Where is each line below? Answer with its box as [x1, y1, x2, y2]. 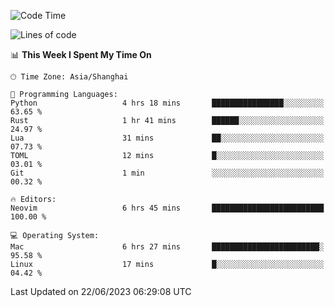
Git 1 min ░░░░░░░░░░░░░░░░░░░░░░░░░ [10, 168, 325, 178]
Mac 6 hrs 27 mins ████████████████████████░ [10, 242, 325, 252]
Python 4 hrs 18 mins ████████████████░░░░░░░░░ [10, 98, 325, 108]
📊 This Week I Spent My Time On [10, 49, 152, 60]
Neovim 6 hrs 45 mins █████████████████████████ [10, 203, 325, 213]
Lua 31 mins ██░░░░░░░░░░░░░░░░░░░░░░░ [10, 133, 325, 143]
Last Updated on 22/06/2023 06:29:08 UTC [10, 286, 192, 297]
